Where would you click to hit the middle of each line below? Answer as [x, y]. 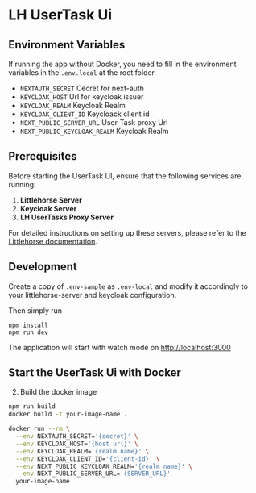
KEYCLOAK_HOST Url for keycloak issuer [82, 97]
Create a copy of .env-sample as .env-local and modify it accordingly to [128, 286]
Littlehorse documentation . [53, 241]
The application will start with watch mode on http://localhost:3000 [120, 347]
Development [43, 267]
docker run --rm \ [39, 429]
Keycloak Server [48, 208]
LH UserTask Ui [60, 15]
